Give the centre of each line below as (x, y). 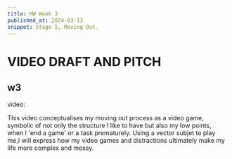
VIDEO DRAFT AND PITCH (84, 62)
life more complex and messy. (51, 148)
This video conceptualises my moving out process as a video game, (105, 118)
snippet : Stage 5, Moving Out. (53, 27)
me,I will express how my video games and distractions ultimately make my (116, 141)
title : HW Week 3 (33, 14)
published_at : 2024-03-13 (45, 20)
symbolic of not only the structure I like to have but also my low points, (110, 126)
